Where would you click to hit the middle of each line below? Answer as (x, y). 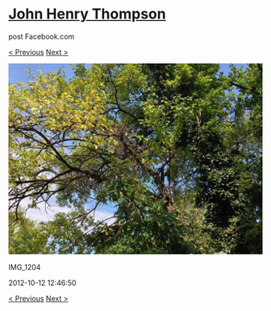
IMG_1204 (25, 267)
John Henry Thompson (88, 14)
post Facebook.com (42, 36)
